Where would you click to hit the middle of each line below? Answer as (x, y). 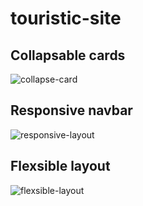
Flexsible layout (60, 166)
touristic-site (66, 18)
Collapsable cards (68, 55)
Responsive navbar (71, 110)
